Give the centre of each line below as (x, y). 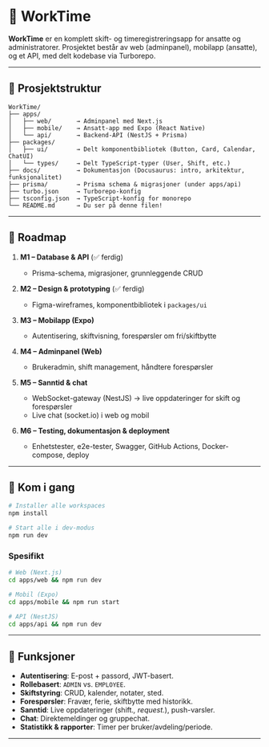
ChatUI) (21, 156)
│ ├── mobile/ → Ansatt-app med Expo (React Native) (107, 128)
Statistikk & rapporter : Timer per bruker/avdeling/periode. (116, 727)
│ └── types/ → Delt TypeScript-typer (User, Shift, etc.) (119, 163)
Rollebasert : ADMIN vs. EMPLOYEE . (72, 684)
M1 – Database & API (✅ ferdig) (72, 257)
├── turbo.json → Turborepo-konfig (75, 191)
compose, (48, 455)
